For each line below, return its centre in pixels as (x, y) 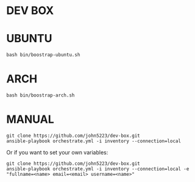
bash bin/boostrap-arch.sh (41, 95)
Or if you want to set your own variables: (57, 152)
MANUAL (30, 119)
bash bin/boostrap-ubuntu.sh (43, 55)
